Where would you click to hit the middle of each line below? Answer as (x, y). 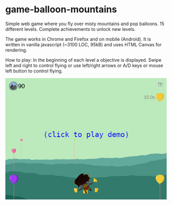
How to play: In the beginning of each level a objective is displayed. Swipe (83, 60)
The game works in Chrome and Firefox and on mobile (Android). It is (78, 39)
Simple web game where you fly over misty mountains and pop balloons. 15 (85, 24)
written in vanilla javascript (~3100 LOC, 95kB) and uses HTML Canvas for (83, 44)
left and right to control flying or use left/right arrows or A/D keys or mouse (84, 65)
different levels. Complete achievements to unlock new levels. (70, 29)
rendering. (16, 50)
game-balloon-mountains (61, 10)
